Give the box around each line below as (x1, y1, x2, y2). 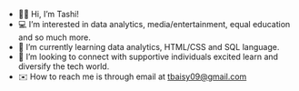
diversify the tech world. (17, 61, 110, 72)
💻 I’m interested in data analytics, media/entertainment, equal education (17, 19, 291, 29)
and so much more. (17, 32, 91, 43)
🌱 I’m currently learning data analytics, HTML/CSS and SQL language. (17, 42, 280, 52)
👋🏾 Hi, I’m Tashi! (17, 9, 80, 19)
